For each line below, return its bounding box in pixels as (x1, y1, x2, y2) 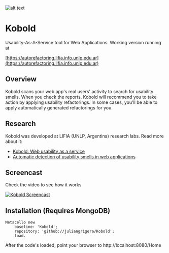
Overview (5, 75, 37, 83)
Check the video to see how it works (5, 182, 82, 188)
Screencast (5, 168, 43, 177)
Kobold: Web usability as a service (12, 148, 85, 154)
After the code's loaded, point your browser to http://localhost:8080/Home (5, 242, 161, 248)
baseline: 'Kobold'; (14, 224, 58, 230)
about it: (5, 138, 23, 145)
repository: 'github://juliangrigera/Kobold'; (14, 229, 115, 234)
